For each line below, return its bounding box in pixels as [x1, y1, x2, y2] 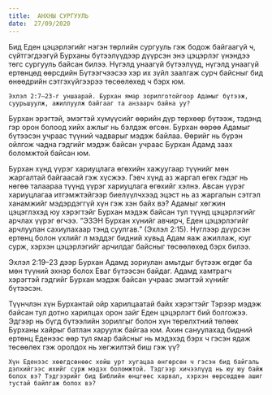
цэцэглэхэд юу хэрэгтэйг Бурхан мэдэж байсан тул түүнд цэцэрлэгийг [8, 206, 256, 216]
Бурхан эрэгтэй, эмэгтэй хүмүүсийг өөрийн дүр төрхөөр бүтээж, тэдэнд [8, 113, 261, 123]
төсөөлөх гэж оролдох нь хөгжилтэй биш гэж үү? [8, 342, 180, 352]
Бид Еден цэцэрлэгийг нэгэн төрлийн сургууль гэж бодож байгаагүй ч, [8, 41, 256, 51]
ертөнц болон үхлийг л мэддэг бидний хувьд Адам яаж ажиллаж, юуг [8, 232, 252, 242]
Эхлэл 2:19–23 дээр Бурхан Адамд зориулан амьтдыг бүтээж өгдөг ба [8, 257, 253, 267]
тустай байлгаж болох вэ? [8, 379, 96, 387]
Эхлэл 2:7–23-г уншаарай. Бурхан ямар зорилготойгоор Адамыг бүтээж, [8, 92, 249, 100]
